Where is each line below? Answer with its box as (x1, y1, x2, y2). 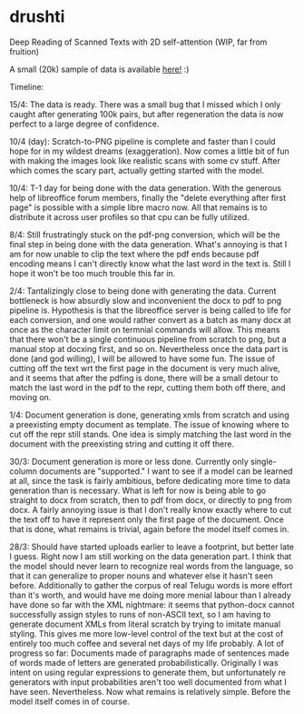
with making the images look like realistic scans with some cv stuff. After (9, 155, 281, 166)
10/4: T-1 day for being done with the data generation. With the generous (9, 182, 281, 193)
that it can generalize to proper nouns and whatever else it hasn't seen (9, 570, 274, 581)
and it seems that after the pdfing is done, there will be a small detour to (9, 372, 279, 383)
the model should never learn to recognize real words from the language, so (9, 560, 294, 571)
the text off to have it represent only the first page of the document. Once (9, 514, 284, 525)
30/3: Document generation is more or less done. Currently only (9, 456, 250, 467)
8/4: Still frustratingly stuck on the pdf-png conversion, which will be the (9, 229, 280, 240)
